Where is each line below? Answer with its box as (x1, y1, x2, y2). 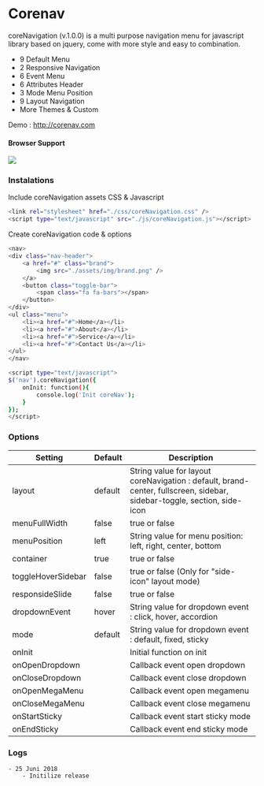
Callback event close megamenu (129, 698, 251, 709)
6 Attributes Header (19, 80, 84, 89)
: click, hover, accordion (129, 611, 218, 622)
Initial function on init (129, 646, 207, 657)
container (12, 553, 48, 564)
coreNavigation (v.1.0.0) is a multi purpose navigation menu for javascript (8, 31, 244, 40)
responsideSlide (12, 588, 72, 599)
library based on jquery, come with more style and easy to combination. (8, 39, 241, 48)
